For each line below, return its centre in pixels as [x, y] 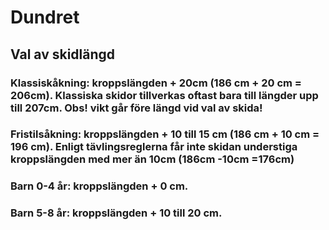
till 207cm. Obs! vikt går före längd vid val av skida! [136, 108]
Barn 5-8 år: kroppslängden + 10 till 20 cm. [116, 213]
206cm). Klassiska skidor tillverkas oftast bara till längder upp [164, 95]
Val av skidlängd [63, 54]
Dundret [45, 17]
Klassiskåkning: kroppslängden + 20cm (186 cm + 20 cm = [156, 83]
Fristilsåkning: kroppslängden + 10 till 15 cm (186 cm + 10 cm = [165, 134]
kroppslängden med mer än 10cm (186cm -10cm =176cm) [152, 159]
